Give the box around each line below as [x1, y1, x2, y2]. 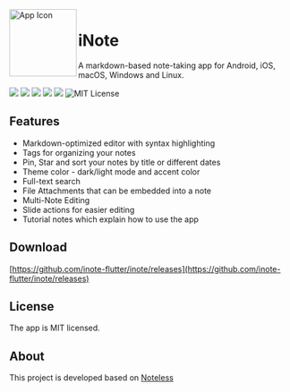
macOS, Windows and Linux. [78, 69, 184, 80]
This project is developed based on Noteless [9, 372, 175, 383]
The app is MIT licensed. [9, 322, 100, 334]
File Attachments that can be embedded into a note [21, 185, 212, 196]
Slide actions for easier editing [21, 204, 135, 215]
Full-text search [21, 175, 81, 186]
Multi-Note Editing [21, 194, 90, 205]
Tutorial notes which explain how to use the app [21, 214, 200, 225]
